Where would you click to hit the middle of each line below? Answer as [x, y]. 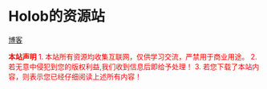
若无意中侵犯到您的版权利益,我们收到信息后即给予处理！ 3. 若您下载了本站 [130, 66]
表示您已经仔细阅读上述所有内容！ [85, 76]
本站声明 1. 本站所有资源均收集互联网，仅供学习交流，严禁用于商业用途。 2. [133, 56]
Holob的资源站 [57, 16]
